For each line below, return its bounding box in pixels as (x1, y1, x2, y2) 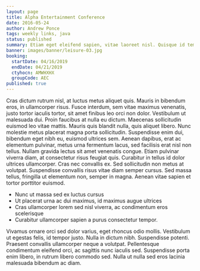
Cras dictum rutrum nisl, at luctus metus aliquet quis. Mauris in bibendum (6, 97, 186, 104)
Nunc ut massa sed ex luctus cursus (14, 191, 104, 198)
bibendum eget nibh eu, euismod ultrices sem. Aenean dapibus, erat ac (6, 135, 182, 142)
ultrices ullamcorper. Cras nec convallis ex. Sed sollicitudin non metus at (6, 160, 184, 167)
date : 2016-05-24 (6, 20, 49, 26)
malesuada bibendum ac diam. (6, 260, 82, 266)
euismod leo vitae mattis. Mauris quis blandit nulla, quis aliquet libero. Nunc (6, 123, 192, 129)
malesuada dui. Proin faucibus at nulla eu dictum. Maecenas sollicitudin (6, 116, 182, 123)
